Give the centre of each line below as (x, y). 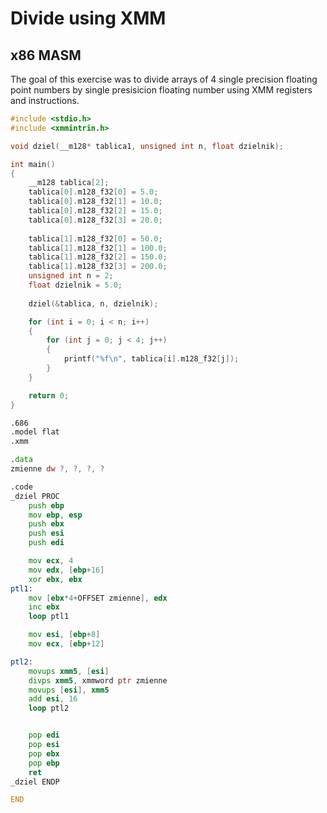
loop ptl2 (49, 708)
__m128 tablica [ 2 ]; (69, 183)
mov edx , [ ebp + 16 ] (66, 570)
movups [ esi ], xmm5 (69, 690)
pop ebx (44, 753)
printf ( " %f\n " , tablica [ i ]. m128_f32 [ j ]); (151, 359)
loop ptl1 (49, 617)
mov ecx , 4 (51, 561)
